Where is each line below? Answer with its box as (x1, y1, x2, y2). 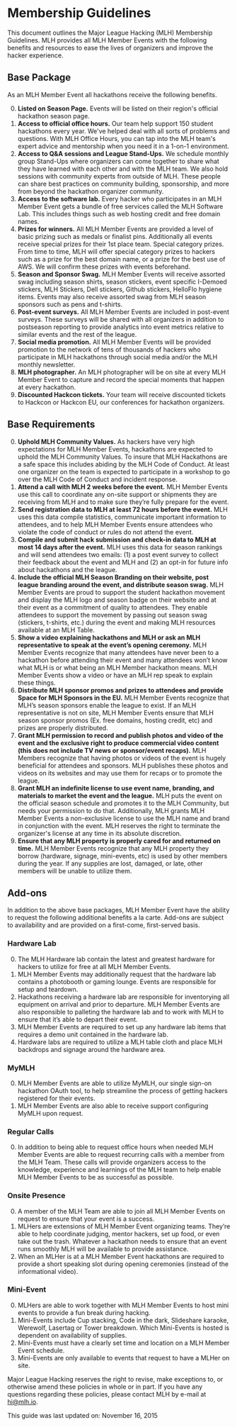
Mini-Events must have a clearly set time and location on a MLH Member (17, 1338, 230, 1347)
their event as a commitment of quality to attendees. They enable (17, 603, 208, 611)
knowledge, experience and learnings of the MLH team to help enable (17, 1165, 221, 1174)
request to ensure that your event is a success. (17, 1214, 155, 1223)
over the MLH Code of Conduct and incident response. (17, 475, 178, 483)
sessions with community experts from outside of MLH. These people (17, 172, 221, 180)
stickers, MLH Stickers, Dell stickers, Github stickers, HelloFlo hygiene (17, 285, 222, 293)
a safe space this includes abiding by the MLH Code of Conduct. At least (17, 459, 230, 469)
